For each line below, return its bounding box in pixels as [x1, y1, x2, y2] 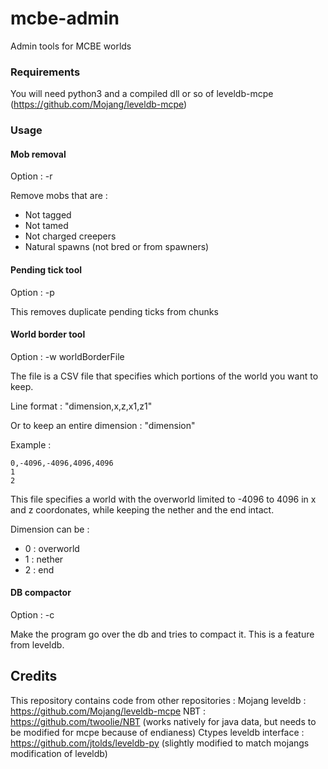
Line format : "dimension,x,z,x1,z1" [10, 400, 153, 412]
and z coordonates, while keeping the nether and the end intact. [10, 503, 275, 516]
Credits [10, 668, 58, 685]
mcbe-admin [10, 7, 120, 30]
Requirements [10, 65, 81, 79]
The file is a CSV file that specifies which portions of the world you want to [10, 370, 319, 382]
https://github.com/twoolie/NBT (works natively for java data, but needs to [10, 715, 317, 727]
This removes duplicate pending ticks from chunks [10, 305, 219, 317]
